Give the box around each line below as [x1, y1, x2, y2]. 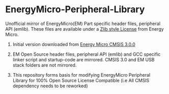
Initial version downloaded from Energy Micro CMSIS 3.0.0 [12, 41, 136, 47]
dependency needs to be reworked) [12, 83, 88, 89]
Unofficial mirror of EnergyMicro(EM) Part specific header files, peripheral [5, 20, 161, 27]
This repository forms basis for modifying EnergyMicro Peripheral [12, 72, 151, 78]
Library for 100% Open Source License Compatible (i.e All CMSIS [12, 77, 150, 83]
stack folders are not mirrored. [12, 62, 77, 68]
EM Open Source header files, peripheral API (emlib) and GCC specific [12, 51, 161, 57]
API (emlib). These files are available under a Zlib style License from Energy [5, 26, 164, 32]
